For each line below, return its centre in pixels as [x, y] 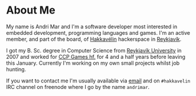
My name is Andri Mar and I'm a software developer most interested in [92, 27]
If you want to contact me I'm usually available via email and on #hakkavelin [98, 81]
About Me [31, 10]
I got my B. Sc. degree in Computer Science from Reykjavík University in [94, 50]
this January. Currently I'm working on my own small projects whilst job [93, 63]
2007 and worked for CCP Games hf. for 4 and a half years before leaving [96, 57]
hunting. [16, 69]
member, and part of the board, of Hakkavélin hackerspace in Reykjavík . [94, 39]
